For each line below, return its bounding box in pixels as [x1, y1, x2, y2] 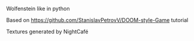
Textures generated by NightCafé [6, 28, 89, 35]
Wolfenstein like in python [6, 5, 70, 12]
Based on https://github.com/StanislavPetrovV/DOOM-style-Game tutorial [6, 17, 189, 23]
